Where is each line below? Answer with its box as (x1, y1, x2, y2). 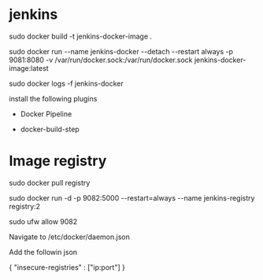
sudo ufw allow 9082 (9, 216, 78, 226)
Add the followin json (9, 247, 78, 256)
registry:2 (9, 201, 41, 211)
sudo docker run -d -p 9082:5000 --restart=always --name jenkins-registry (9, 193, 255, 202)
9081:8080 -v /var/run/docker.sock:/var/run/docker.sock (9, 55, 193, 64)
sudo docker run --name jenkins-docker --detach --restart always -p (9, 46, 234, 56)
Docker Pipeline (20, 109, 72, 119)
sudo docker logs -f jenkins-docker (9, 79, 124, 88)
